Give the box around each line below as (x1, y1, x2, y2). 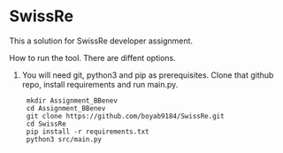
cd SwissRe (26, 119, 66, 128)
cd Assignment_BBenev (26, 103, 106, 112)
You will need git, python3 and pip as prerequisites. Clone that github (21, 69, 274, 80)
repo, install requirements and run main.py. (21, 79, 179, 89)
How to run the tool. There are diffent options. (9, 52, 176, 63)
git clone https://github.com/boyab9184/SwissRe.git (26, 111, 225, 120)
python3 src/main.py (26, 134, 102, 143)
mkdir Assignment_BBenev (26, 96, 118, 105)
